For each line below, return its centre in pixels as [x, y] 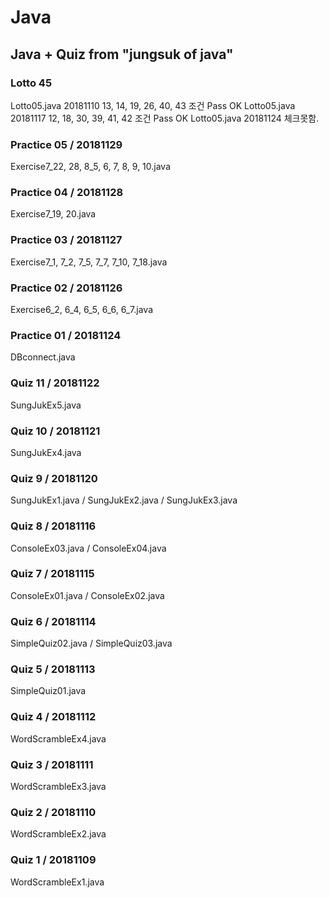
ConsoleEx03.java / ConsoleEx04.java [88, 548]
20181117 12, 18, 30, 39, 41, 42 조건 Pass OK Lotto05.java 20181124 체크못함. [165, 118]
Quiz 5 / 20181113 [53, 669]
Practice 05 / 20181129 [66, 144]
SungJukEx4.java [46, 452]
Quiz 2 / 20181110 [53, 812]
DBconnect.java [43, 357]
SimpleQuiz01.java [48, 691]
